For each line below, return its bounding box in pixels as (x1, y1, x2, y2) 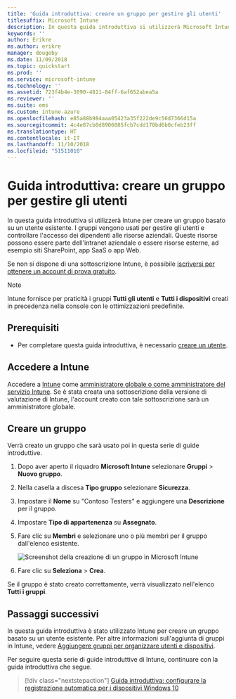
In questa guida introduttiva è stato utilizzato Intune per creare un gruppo (7, 627, 219, 635)
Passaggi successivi (7, 608, 100, 620)
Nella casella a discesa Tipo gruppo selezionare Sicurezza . (17, 483, 191, 492)
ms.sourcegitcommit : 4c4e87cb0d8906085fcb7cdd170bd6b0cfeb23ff (7, 121, 197, 129)
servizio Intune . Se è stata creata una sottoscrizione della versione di (7, 387, 207, 396)
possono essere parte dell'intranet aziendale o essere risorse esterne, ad (7, 238, 219, 247)
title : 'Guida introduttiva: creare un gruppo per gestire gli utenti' (7, 10, 221, 18)
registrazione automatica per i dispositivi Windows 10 (24, 684, 179, 693)
